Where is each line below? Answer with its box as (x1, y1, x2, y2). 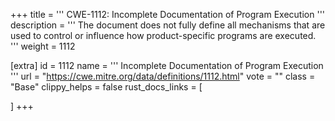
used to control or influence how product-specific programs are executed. (10, 30, 317, 41)
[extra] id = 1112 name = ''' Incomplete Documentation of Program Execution (10, 60, 324, 71)
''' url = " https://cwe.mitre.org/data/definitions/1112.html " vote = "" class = (10, 70, 316, 82)
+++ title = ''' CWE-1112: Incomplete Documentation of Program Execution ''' (10, 9, 326, 20)
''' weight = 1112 (10, 40, 76, 52)
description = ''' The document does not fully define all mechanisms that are (10, 19, 326, 31)
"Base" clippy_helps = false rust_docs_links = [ (10, 81, 203, 93)
